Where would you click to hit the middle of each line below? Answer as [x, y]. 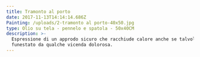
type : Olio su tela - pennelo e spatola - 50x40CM [70, 28]
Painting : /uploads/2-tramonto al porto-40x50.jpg [70, 23]
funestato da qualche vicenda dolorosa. [62, 45]
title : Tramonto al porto [38, 12]
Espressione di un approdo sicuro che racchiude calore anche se [94, 39]
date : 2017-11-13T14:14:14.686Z [46, 17]
